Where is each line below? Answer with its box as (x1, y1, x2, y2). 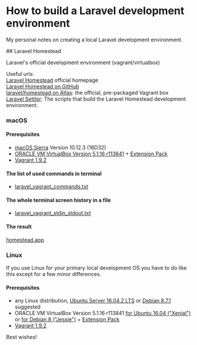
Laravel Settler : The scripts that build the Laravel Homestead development (6, 95, 186, 102)
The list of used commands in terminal (6, 170, 102, 177)
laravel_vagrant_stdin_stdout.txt (14, 210, 91, 217)
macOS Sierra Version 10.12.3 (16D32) (14, 144, 106, 151)
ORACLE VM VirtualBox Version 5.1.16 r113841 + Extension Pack (14, 150, 168, 157)
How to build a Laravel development (6, 4, 185, 18)
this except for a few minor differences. (6, 270, 102, 277)
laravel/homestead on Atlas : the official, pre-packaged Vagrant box (6, 89, 169, 96)
